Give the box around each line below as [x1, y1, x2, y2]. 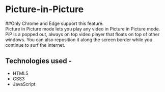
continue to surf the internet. [5, 42, 66, 48]
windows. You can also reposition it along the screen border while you [5, 37, 153, 43]
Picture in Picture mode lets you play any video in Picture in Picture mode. [5, 25, 160, 32]
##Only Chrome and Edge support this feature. [5, 20, 104, 26]
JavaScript [12, 81, 36, 87]
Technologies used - [5, 57, 72, 66]
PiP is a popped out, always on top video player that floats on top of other [5, 31, 160, 37]
